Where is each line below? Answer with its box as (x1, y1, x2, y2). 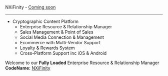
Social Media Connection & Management (19, 34, 104, 40)
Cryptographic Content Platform (12, 18, 79, 24)
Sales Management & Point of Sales (19, 29, 93, 35)
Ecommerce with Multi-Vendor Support (19, 40, 101, 45)
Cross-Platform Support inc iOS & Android (19, 50, 107, 56)
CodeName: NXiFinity (5, 65, 51, 71)
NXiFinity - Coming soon (5, 4, 56, 10)
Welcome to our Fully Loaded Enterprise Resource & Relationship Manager (5, 60, 159, 66)
